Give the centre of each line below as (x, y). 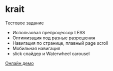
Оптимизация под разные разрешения (54, 38)
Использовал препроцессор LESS (49, 32)
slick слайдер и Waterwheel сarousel (51, 54)
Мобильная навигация (36, 48)
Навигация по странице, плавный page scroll (60, 43)
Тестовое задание (24, 23)
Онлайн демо (19, 63)
